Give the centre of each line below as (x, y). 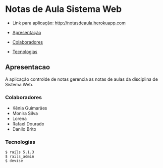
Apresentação (27, 32)
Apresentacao (28, 67)
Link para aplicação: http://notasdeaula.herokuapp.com (69, 23)
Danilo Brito (24, 129)
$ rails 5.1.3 (20, 152)
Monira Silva (25, 113)
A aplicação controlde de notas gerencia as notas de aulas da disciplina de (81, 79)
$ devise (14, 161)
